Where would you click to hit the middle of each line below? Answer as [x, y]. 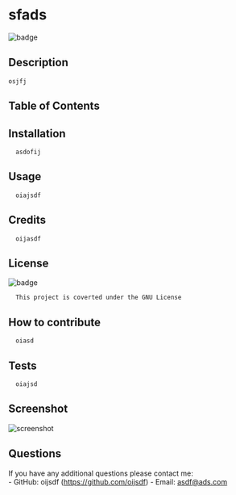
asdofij [29, 152]
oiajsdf [29, 195]
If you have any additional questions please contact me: [101, 473]
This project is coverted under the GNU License [99, 298]
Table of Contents [54, 106]
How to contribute [55, 322]
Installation [37, 134]
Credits [27, 220]
